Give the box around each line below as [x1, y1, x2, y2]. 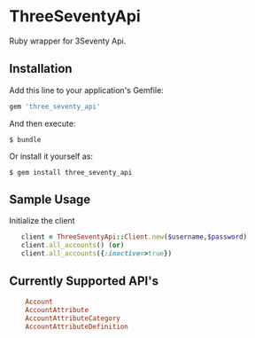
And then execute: [9, 118, 76, 129]
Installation [9, 61, 73, 76]
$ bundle [9, 135, 42, 144]
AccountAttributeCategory [25, 313, 121, 323]
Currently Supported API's [9, 273, 159, 289]
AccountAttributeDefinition [25, 322, 128, 331]
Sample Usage [9, 193, 91, 208]
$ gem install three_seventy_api [9, 168, 133, 177]
